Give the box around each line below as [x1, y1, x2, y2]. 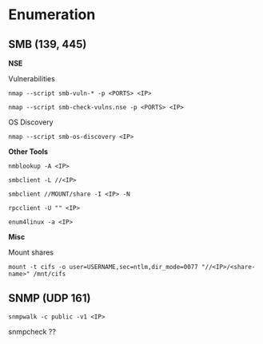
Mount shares [8, 247, 54, 257]
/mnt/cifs [33, 270, 66, 278]
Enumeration [8, 6, 96, 24]
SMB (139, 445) [8, 38, 87, 51]
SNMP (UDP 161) [8, 291, 91, 305]
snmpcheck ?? [8, 326, 56, 336]
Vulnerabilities [8, 74, 56, 83]
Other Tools [8, 147, 49, 156]
